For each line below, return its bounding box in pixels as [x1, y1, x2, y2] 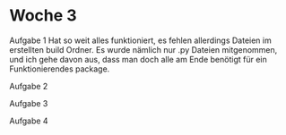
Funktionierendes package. [9, 63, 110, 74]
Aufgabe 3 [9, 97, 48, 108]
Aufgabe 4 [9, 115, 48, 126]
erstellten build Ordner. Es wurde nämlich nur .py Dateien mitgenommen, [9, 44, 278, 55]
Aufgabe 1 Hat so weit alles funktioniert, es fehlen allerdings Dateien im [9, 35, 272, 46]
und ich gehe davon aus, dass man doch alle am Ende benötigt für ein [9, 54, 267, 64]
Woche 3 [9, 5, 78, 26]
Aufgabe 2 [9, 80, 48, 91]
